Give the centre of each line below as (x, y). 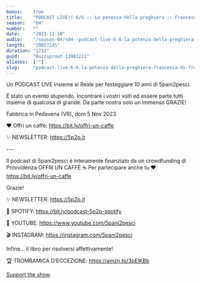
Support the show (28, 275)
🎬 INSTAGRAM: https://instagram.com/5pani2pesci (69, 235)
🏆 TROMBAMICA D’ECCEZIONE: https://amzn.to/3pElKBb (78, 261)
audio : (14, 40)
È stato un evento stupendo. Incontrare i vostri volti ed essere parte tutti (95, 96)
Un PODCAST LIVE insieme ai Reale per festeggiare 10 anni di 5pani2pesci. (99, 84)
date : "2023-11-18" (36, 34)
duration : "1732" (28, 51)
